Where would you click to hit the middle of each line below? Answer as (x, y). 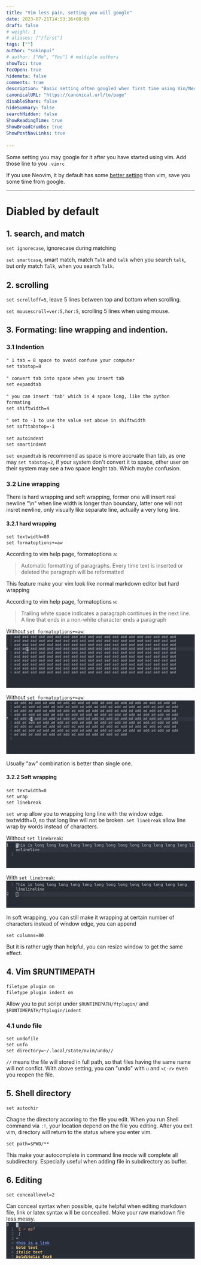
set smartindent (26, 444)
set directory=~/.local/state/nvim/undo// (60, 1051)
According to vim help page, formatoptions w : (62, 602)
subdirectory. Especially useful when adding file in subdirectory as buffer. (97, 1161)
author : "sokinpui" (31, 51)
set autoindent (25, 438)
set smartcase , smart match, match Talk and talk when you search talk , (96, 260)
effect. (14, 953)
